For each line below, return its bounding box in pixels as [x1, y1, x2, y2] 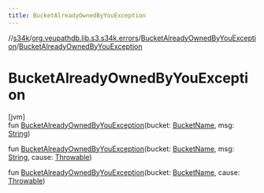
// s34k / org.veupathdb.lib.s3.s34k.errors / [8, 33, 142, 43]
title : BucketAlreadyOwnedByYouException [8, 11, 147, 20]
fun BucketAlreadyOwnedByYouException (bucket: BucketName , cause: [8, 167, 240, 177]
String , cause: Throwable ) [8, 152, 92, 161]
